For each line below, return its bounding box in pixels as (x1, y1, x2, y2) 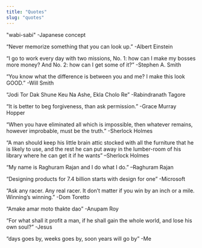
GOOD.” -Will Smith (6, 79, 54, 86)
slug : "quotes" (6, 15, 45, 21)
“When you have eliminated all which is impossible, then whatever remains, (6, 120, 193, 128)
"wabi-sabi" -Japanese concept (6, 31, 86, 38)
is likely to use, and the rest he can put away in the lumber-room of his (6, 145, 181, 152)
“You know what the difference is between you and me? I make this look (6, 73, 185, 80)
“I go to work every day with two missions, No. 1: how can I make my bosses (6, 54, 196, 62)
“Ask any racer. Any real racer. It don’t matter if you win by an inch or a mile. (6, 187, 195, 194)
